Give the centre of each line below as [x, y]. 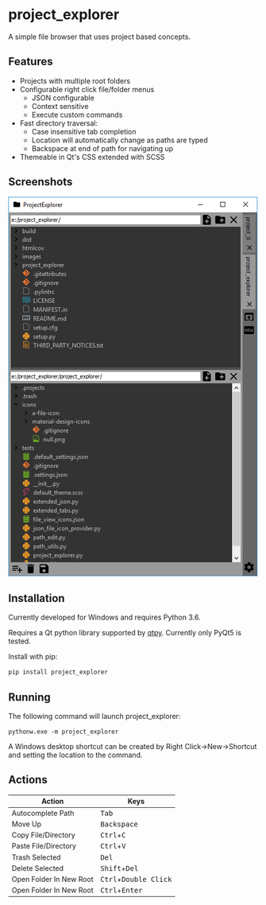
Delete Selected [38, 868]
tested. [20, 641]
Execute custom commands [77, 115]
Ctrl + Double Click [136, 880]
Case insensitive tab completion [84, 131]
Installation [37, 598]
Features [31, 62]
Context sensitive [60, 106]
